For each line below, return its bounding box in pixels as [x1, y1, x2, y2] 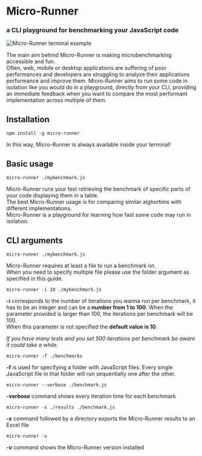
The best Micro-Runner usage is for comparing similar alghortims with [6, 199, 182, 206]
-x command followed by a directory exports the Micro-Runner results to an [6, 415, 195, 422]
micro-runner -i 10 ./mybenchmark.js [6, 287, 102, 293]
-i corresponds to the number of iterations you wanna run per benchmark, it [6, 297, 196, 304]
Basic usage [6, 158, 53, 169]
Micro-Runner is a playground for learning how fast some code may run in [6, 211, 191, 219]
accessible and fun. [6, 58, 56, 65]
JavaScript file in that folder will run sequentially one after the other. [6, 370, 176, 377]
